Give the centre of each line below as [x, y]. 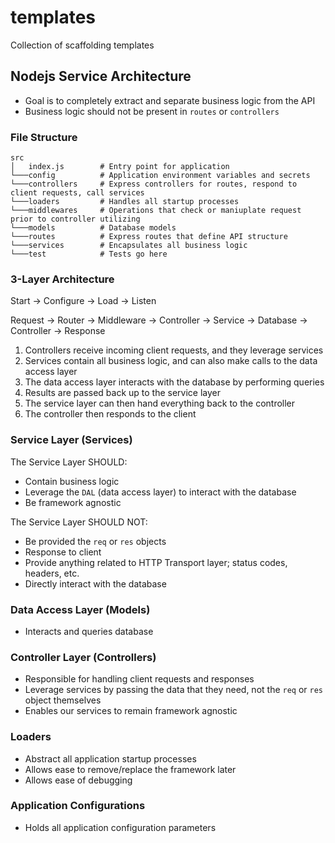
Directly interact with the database [95, 583]
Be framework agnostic [73, 502]
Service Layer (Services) [71, 440]
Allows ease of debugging [78, 780]
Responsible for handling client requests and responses [139, 679]
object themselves [63, 700]
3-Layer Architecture [62, 279]
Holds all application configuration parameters [120, 827]
